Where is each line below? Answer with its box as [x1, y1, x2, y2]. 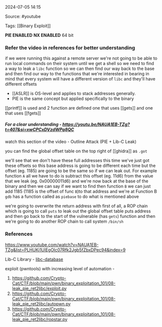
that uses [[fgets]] [5, 110, 41, 116]
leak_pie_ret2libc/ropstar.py [12, 316, 68, 322]
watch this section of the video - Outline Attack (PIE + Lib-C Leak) [5, 139, 137, 145]
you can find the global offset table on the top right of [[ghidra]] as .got [5, 148, 147, 154]
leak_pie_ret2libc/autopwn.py [12, 301, 71, 307]
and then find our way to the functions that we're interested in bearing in [5, 71, 149, 77]
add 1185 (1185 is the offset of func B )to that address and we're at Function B [5, 189, 157, 195]
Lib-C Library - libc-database [5, 256, 64, 262]
